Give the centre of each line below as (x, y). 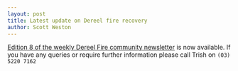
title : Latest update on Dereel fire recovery (77, 21)
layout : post (27, 14)
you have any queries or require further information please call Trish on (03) (119, 55)
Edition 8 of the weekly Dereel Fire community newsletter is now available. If (119, 48)
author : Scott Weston (39, 27)
